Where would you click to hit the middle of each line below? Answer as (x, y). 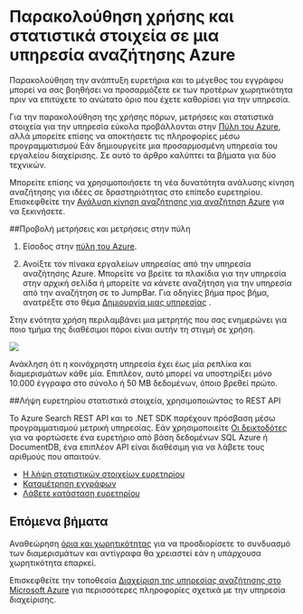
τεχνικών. (28, 165)
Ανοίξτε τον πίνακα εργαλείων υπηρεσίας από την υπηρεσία (137, 263)
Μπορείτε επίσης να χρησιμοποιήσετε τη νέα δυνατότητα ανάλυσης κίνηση (152, 182)
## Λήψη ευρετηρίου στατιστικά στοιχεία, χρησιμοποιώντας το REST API (145, 401)
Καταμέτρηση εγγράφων (69, 483)
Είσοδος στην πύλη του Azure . (80, 246)
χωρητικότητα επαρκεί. (53, 562)
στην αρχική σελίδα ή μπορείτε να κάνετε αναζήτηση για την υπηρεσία (157, 283)
